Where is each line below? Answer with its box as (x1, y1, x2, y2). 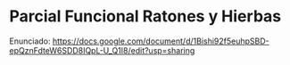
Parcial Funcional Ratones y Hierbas (9, 6, 282, 27)
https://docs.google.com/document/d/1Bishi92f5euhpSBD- (52, 36, 269, 46)
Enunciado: (9, 36, 51, 46)
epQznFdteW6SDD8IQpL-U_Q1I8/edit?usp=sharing (9, 45, 195, 55)
